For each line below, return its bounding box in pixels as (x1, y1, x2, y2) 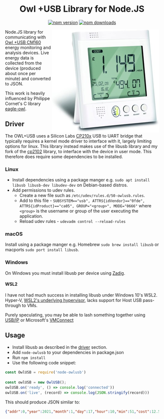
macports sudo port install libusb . (5, 247, 80, 253)
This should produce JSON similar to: (5, 399, 81, 405)
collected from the (5, 60, 42, 66)
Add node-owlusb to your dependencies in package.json (12, 349, 124, 355)
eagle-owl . (5, 106, 27, 112)
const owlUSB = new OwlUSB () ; (5, 380, 67, 385)
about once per (5, 70, 36, 76)
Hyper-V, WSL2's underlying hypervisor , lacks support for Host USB (5, 297, 142, 303)
